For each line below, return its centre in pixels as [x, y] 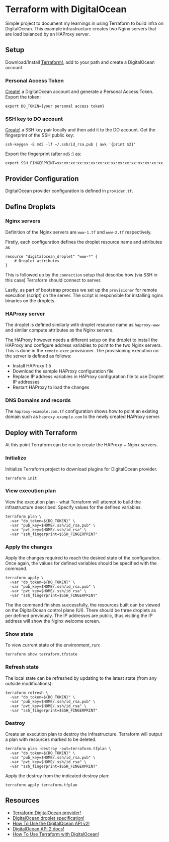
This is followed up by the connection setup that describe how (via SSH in [81, 274]
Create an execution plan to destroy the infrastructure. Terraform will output [84, 734]
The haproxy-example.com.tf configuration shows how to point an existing [82, 411]
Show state [19, 634]
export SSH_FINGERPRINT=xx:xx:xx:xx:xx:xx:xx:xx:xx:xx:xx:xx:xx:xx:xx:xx [84, 163]
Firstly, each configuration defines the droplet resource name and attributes [84, 242]
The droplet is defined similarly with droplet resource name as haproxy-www [82, 325]
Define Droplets [30, 206]
